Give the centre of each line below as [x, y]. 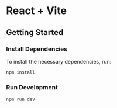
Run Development [32, 87]
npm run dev [20, 100]
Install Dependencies [37, 49]
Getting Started [35, 32]
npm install [20, 72]
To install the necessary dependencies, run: [59, 61]
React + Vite [37, 11]
